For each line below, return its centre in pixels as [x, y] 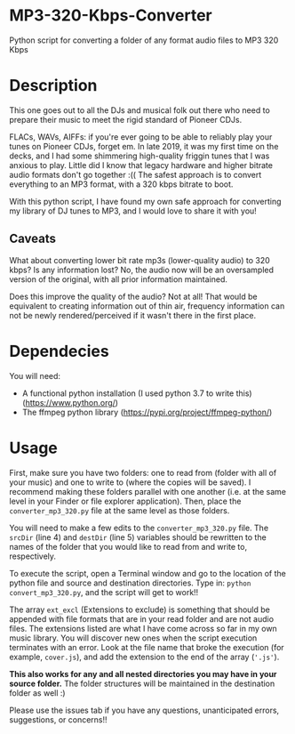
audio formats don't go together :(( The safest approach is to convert [136, 174]
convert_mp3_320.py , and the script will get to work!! [104, 592]
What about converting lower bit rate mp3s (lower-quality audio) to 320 [140, 260]
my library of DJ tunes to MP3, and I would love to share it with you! [133, 211]
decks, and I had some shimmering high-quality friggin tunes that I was [140, 156]
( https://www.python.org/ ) [70, 402]
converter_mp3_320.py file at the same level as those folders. [120, 510]
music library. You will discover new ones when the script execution [133, 638]
